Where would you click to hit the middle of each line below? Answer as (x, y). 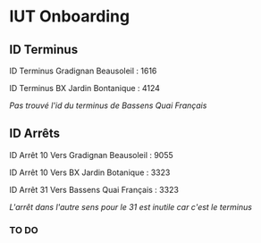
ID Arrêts (35, 134)
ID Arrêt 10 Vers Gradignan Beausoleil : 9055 (92, 155)
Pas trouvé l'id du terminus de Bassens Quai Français (108, 105)
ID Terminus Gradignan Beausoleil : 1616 (83, 71)
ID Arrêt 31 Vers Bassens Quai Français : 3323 (94, 189)
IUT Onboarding (70, 17)
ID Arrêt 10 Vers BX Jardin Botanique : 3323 (90, 172)
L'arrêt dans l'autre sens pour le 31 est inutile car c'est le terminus (131, 206)
